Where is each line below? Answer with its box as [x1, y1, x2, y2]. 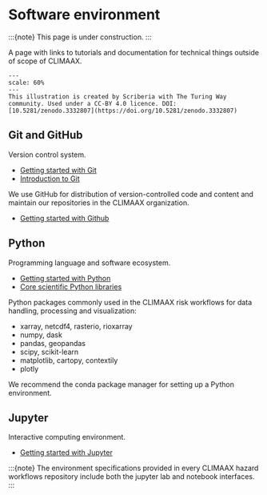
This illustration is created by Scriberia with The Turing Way [8, 92, 227, 101]
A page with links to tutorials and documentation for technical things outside [8, 47, 260, 57]
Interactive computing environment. [8, 433, 126, 442]
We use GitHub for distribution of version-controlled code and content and [8, 189, 254, 199]
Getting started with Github [19, 213, 110, 223]
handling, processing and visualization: [8, 306, 137, 316]
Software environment [8, 6, 161, 24]
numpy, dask [19, 330, 62, 340]
